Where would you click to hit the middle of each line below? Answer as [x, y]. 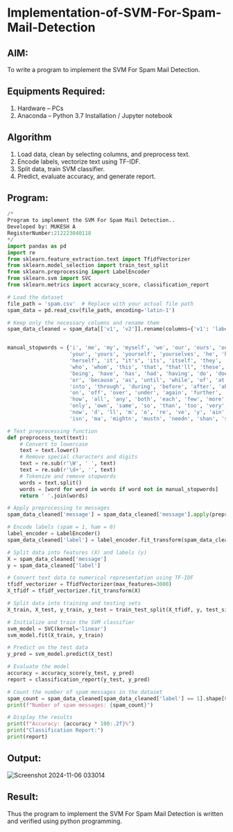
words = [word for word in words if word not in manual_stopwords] [119, 489]
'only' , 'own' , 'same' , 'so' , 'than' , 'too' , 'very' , [148, 406]
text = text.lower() [49, 451]
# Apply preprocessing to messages [59, 508]
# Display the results [40, 718]
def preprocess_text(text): [48, 437]
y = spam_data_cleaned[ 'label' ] [54, 565]
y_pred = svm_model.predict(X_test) [60, 654]
